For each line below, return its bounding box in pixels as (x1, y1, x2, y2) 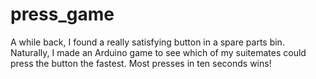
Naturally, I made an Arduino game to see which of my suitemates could (10, 46, 307, 58)
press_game (10, 3, 115, 26)
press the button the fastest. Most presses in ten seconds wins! (10, 57, 272, 69)
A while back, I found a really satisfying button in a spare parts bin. (10, 36, 285, 48)
